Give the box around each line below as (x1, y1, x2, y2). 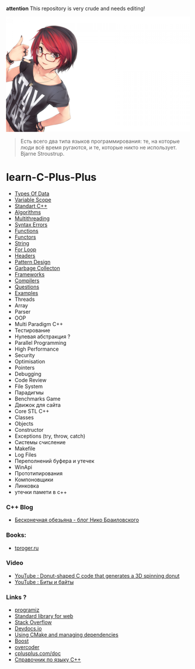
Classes (14, 414, 34, 421)
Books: (6, 531, 27, 539)
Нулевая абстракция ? (14, 333, 71, 340)
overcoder (14, 644, 40, 651)
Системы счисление (14, 438, 66, 445)
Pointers (14, 364, 35, 371)
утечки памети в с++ (14, 488, 67, 495)
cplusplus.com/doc (14, 650, 61, 657)
